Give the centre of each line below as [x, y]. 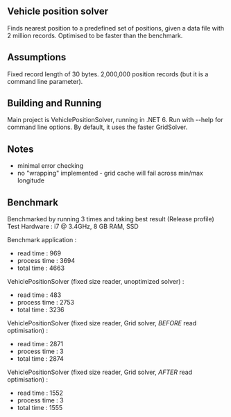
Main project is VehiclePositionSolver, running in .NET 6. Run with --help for [115, 120]
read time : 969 [39, 253]
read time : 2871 [40, 344]
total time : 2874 [41, 359]
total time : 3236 [41, 310]
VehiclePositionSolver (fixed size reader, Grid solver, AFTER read [100, 372]
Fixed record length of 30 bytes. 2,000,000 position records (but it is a [108, 74]
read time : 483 [39, 295]
